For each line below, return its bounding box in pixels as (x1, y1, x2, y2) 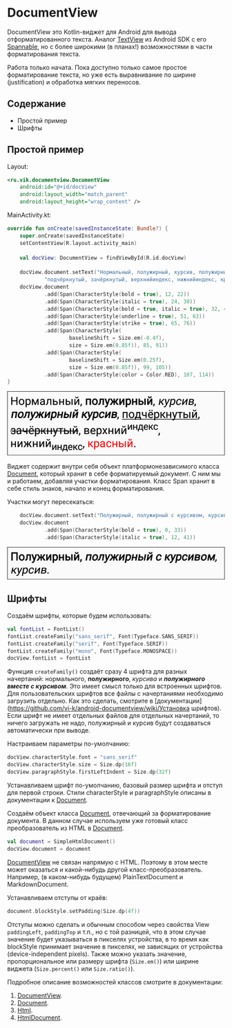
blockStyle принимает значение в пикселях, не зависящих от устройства (7, 942, 223, 950)
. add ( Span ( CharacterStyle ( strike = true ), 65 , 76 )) (43, 320, 196, 327)
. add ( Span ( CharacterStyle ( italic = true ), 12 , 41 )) (43, 534, 196, 541)
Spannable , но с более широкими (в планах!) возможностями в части (7, 42, 213, 51)
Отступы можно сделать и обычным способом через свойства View (7, 920, 210, 928)
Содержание (7, 98, 67, 110)
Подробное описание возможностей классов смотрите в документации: (7, 977, 223, 986)
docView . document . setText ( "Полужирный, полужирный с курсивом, (19, 512, 206, 519)
